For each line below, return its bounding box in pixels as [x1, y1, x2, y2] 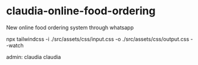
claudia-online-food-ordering [6, 4, 156, 18]
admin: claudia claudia [6, 53, 61, 60]
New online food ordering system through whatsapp [6, 24, 134, 31]
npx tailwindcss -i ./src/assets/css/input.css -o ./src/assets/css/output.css [6, 35, 189, 42]
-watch [6, 42, 24, 49]
